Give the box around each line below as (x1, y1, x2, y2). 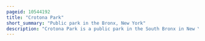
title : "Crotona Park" (6, 14, 64, 20)
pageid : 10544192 (6, 8, 51, 15)
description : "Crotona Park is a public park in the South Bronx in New (6, 25, 195, 32)
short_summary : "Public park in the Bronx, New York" (6, 20, 146, 26)
